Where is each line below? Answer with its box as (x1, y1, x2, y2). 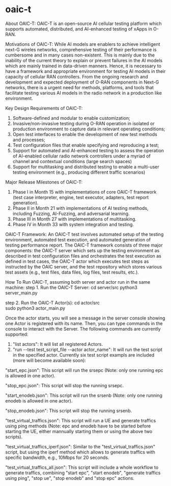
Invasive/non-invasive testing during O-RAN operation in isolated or (12, 120, 155, 126)
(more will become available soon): (12, 357, 87, 363)
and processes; (12, 137, 46, 143)
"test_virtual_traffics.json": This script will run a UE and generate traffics (5, 417, 156, 423)
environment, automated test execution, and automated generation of (5, 236, 151, 242)
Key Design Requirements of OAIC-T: (5, 105, 83, 111)
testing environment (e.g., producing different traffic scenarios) (12, 169, 146, 175)
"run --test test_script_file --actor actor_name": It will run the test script (12, 346, 163, 353)
